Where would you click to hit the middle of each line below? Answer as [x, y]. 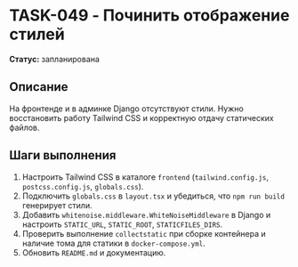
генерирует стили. [57, 205]
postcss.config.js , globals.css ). [83, 186]
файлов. [24, 127]
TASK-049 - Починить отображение [149, 16]
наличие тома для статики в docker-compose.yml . [114, 243]
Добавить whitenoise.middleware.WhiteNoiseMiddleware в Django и [146, 214]
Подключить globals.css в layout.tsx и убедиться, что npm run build [153, 196]
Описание [39, 87]
